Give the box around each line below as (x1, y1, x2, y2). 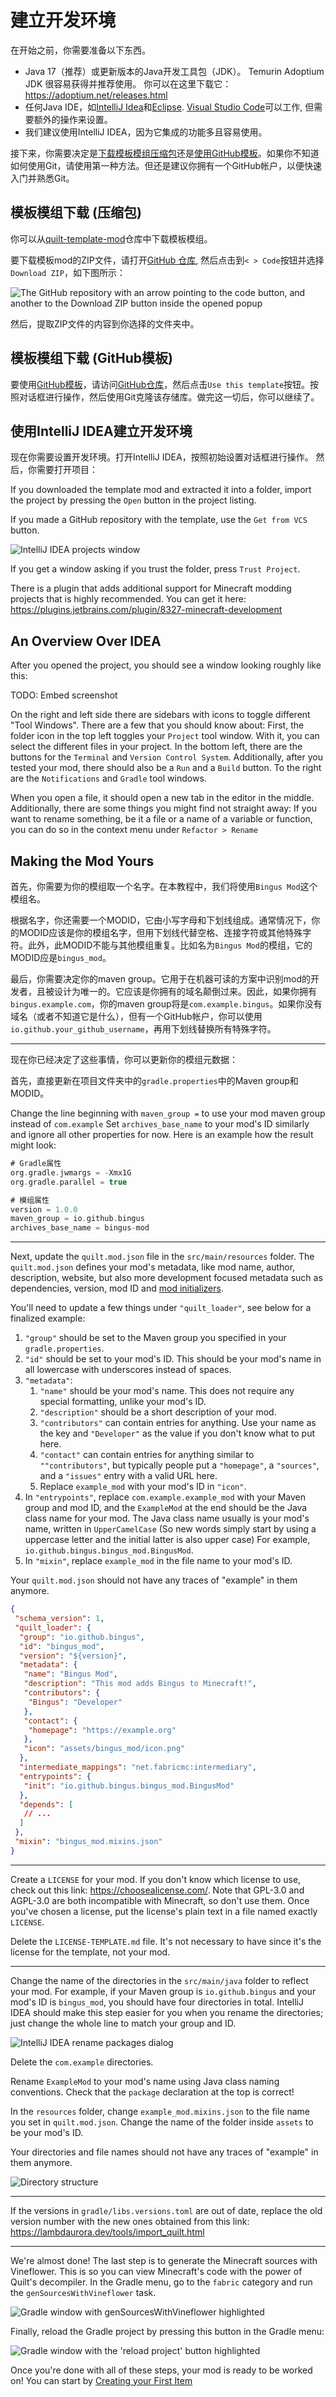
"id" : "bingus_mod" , (19, 1641, 105, 1651)
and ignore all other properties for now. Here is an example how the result (10, 1129, 314, 1140)
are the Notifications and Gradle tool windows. (10, 772, 207, 785)
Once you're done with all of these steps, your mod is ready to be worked (10, 2364, 313, 2376)
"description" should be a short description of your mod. (39, 1406, 277, 1418)
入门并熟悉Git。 (10, 172, 75, 184)
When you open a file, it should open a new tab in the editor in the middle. (10, 792, 315, 804)
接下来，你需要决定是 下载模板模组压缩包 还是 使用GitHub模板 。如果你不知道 (10, 147, 320, 159)
